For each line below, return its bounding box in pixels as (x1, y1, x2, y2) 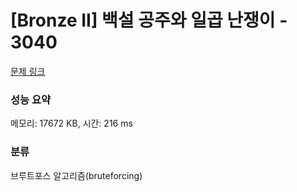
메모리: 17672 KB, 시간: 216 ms (10, 117, 133, 130)
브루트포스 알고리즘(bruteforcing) (10, 169, 143, 181)
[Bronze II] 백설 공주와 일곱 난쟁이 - (10, 9, 288, 32)
